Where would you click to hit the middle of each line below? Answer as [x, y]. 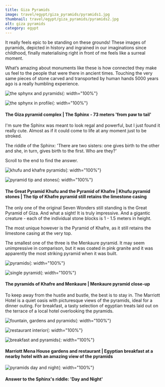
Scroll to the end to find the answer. [42, 161]
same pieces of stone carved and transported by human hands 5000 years [82, 79]
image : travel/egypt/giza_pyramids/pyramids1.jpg [58, 14]
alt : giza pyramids [25, 24]
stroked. [14, 136]
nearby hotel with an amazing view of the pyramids [59, 357]
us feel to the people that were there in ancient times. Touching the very [79, 73]
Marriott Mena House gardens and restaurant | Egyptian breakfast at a [79, 351]
